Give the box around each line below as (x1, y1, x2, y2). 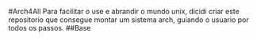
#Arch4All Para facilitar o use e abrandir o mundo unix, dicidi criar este (8, 7, 240, 16)
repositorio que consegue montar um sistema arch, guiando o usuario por (8, 15, 249, 24)
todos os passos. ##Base (8, 24, 91, 32)
